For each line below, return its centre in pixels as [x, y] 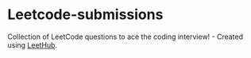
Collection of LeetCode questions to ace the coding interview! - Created [125, 37]
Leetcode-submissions [85, 15]
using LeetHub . [32, 44]
